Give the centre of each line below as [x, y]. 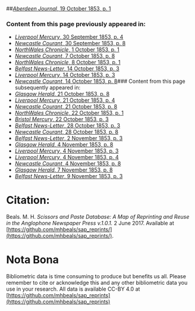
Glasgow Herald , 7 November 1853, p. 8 [64, 170]
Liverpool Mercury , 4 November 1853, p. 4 [67, 157]
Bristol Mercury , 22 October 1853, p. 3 [62, 119]
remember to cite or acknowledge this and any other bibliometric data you [97, 283]
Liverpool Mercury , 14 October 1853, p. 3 [65, 75]
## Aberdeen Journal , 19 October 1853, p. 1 [59, 9]
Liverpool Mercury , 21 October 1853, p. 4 [65, 100]
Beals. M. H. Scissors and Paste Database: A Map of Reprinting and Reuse [98, 217]
